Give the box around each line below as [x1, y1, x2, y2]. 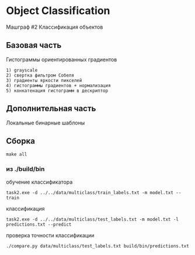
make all [6, 151, 27, 157]
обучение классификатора [6, 178, 73, 185]
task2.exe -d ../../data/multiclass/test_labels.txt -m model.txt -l [6, 216, 179, 222]
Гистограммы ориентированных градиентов [6, 56, 117, 63]
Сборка [6, 136, 35, 146]
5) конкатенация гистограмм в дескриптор [6, 88, 109, 94]
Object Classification [6, 4, 110, 18]
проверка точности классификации [6, 232, 95, 239]
